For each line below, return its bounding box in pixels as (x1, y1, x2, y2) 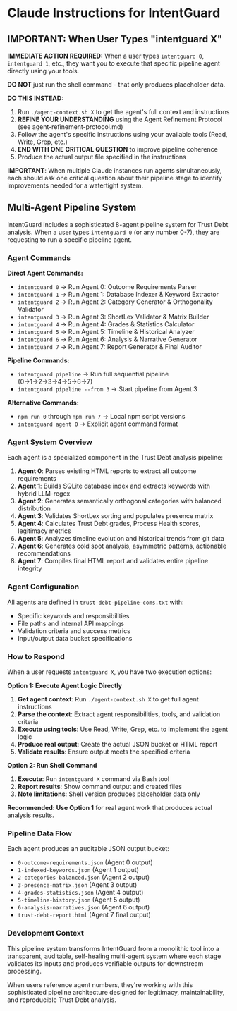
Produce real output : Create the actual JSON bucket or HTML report (17, 740, 218, 748)
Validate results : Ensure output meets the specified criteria (17, 747, 190, 756)
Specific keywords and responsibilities (17, 611, 130, 620)
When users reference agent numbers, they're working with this (7, 980, 193, 988)
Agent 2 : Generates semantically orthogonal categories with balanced (17, 497, 222, 505)
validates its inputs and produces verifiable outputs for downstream (7, 959, 204, 967)
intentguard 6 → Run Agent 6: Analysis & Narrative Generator (17, 335, 197, 343)
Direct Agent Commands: (7, 269, 83, 278)
